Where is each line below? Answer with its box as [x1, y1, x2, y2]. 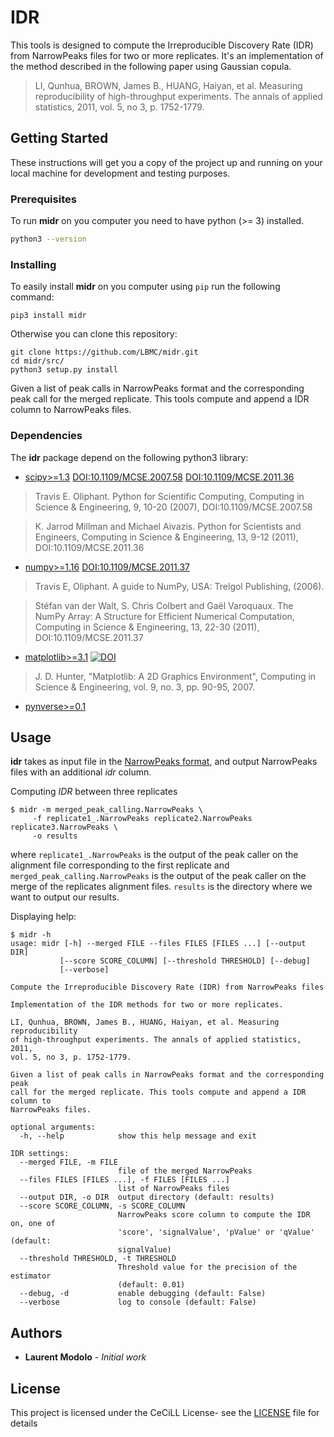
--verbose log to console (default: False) [19, 1297, 257, 1308]
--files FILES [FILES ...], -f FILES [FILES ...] [19, 1175, 230, 1185]
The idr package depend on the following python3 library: [10, 451, 249, 463]
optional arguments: [10, 1122, 97, 1133]
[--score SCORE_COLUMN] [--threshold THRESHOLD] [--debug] [59, 956, 311, 966]
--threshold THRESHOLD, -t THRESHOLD [19, 1254, 177, 1264]
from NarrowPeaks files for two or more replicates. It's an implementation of [10, 49, 324, 61]
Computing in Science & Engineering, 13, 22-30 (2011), [34, 621, 260, 633]
